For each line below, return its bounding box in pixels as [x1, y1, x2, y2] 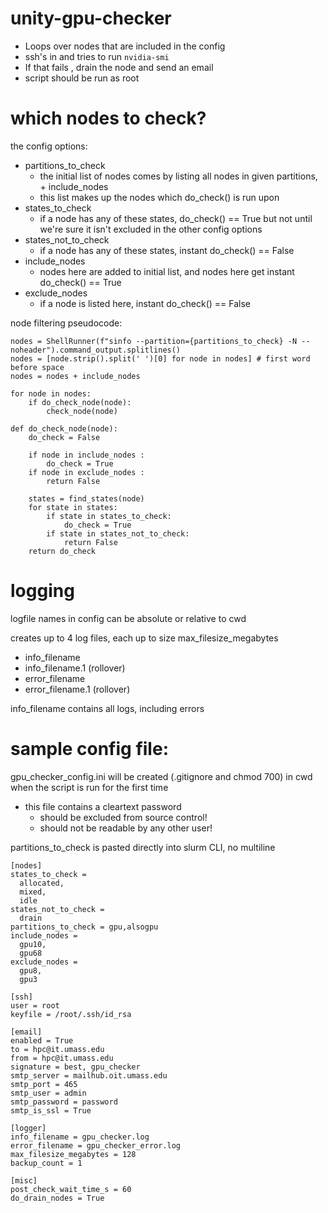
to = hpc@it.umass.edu [10, 1044, 105, 1054]
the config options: [10, 140, 88, 152]
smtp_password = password [10, 1097, 118, 1107]
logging [10, 580, 75, 602]
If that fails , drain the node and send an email [24, 61, 214, 73]
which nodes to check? [10, 107, 207, 130]
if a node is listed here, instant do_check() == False [39, 297, 252, 309]
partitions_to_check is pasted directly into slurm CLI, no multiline [10, 841, 276, 853]
